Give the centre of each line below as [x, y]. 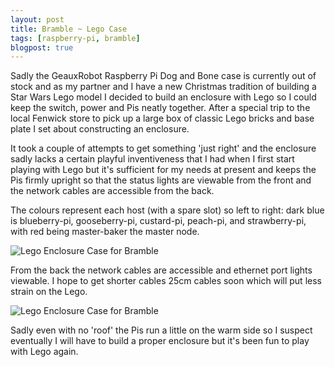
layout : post [37, 19]
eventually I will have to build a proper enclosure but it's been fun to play [160, 341]
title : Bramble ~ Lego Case [69, 29]
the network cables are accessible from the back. [112, 191]
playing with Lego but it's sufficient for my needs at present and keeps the [163, 170]
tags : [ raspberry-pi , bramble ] [75, 38]
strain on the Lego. [49, 292]
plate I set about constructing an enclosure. [100, 129]
